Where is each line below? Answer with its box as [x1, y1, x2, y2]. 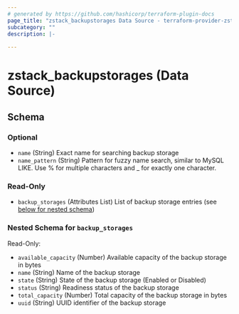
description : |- [7, 30, 55, 38]
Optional [7, 132, 38, 142]
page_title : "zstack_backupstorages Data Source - [7, 17, 161, 24]
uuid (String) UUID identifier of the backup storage [17, 298, 166, 307]
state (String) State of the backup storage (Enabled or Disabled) [17, 276, 206, 284]
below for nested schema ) [17, 205, 95, 214]
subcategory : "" [7, 23, 55, 31]
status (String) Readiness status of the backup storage [17, 283, 179, 292]
